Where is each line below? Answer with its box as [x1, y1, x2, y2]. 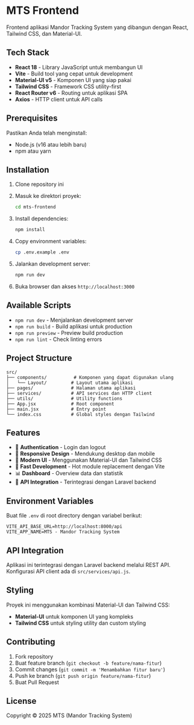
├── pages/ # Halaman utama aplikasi [6, 385, 136, 391]
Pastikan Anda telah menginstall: [6, 129, 87, 136]
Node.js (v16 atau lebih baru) [14, 141, 87, 148]
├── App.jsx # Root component [6, 401, 114, 407]
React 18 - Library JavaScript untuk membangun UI [14, 63, 143, 71]
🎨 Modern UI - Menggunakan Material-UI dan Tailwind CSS [14, 456, 163, 464]
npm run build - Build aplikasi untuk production [14, 322, 133, 330]
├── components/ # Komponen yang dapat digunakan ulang [6, 374, 174, 380]
